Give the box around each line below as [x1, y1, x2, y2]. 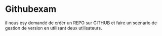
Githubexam [5, 3, 57, 15]
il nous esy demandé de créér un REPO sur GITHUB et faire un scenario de [5, 20, 157, 26]
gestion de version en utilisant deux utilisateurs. [5, 25, 102, 31]
